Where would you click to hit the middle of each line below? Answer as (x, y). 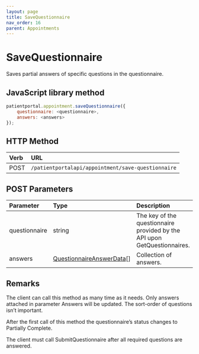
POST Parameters (40, 189)
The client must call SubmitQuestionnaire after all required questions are (94, 339)
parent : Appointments (33, 28)
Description (153, 206)
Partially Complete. (29, 328)
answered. (19, 346)
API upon (149, 238)
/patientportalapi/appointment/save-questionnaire (103, 168)
